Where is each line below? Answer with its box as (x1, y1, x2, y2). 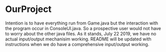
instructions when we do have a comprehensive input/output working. (5, 41, 149, 47)
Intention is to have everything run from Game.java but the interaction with (5, 20, 158, 26)
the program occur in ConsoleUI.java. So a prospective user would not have (5, 25, 161, 31)
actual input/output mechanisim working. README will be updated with (5, 36, 151, 42)
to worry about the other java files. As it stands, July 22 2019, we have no (5, 30, 156, 36)
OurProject (5, 3, 51, 15)
